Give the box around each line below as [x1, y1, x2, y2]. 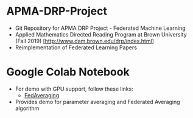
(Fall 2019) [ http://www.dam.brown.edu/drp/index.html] [15, 37, 154, 44]
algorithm [15, 105, 40, 112]
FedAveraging [24, 91, 60, 99]
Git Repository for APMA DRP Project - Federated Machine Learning [15, 24, 186, 32]
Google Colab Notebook [6, 65, 130, 79]
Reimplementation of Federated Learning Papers [15, 44, 137, 51]
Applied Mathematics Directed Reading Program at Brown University [15, 30, 187, 38]
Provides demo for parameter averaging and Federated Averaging [15, 98, 181, 105]
